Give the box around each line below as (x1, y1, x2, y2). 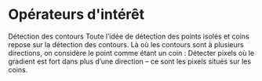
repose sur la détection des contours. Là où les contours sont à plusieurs (8, 39, 245, 49)
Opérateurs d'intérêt (8, 6, 145, 24)
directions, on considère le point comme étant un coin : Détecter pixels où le (8, 48, 255, 57)
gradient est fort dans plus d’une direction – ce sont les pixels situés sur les (8, 57, 252, 66)
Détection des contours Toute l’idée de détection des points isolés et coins (8, 31, 249, 41)
